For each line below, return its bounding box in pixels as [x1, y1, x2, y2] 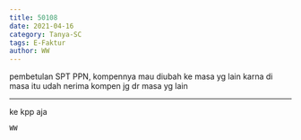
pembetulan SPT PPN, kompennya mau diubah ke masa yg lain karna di [9, 71, 273, 82]
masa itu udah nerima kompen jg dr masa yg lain [9, 81, 188, 92]
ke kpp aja [9, 107, 47, 118]
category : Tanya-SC [9, 30, 82, 39]
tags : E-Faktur [9, 38, 66, 48]
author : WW [9, 47, 50, 56]
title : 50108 [9, 13, 58, 22]
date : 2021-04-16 [9, 22, 74, 31]
